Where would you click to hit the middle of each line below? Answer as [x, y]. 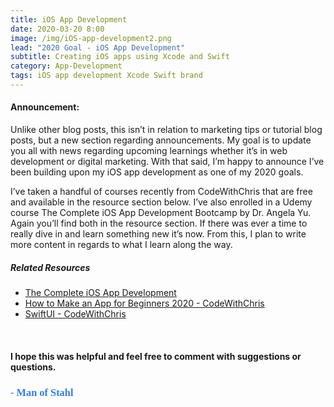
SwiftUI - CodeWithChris [75, 314]
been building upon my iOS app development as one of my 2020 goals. [157, 172]
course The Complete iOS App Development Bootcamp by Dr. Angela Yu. [161, 213]
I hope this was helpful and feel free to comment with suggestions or [156, 356]
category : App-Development [66, 66]
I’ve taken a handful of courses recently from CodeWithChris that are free [161, 192]
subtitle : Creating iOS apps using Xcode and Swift [120, 57]
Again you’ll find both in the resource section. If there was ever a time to [159, 223]
